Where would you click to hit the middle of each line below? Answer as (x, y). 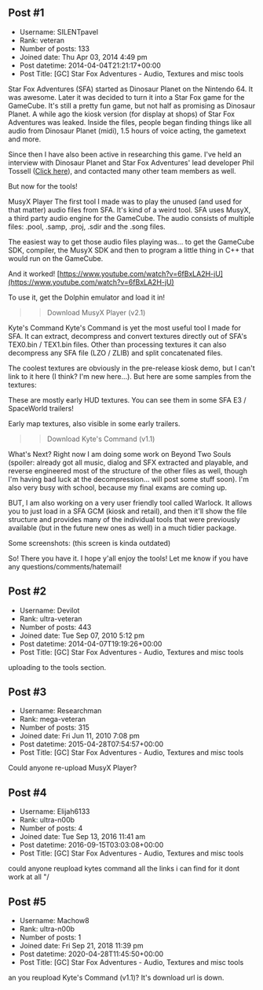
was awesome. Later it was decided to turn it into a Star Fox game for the (126, 97)
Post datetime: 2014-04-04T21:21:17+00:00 (90, 65)
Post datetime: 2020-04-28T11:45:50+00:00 (91, 954)
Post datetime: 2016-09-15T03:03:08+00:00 (91, 845)
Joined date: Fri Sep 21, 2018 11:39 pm (81, 946)
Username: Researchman (60, 711)
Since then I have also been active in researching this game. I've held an (125, 154)
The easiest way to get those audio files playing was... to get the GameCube (131, 241)
